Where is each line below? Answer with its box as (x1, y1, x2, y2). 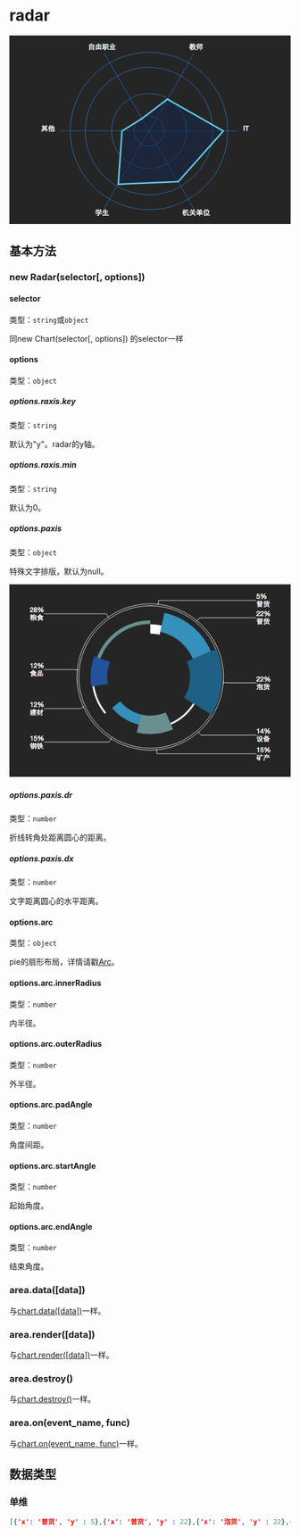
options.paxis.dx (9, 853, 74, 864)
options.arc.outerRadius (9, 1039, 103, 1050)
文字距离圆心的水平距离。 (9, 896, 104, 907)
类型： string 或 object (9, 314, 89, 325)
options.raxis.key (9, 396, 77, 407)
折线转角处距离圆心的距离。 (9, 832, 112, 843)
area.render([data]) (9, 1328, 96, 1340)
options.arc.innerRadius (9, 978, 102, 989)
